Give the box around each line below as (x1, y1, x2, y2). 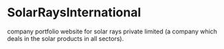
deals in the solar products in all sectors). (7, 34, 124, 42)
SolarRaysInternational (7, 5, 142, 20)
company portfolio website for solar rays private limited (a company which (7, 27, 218, 35)
